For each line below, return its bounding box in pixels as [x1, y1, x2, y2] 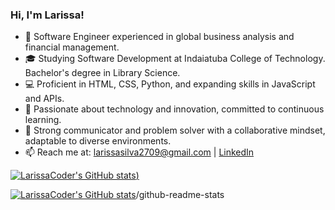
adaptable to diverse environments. [24, 135, 172, 147]
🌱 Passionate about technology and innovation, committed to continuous [24, 103, 325, 115]
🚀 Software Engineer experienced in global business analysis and [24, 31, 295, 43]
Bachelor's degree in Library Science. [24, 67, 181, 79]
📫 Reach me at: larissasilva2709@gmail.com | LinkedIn [24, 146, 255, 158]
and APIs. [24, 93, 65, 105]
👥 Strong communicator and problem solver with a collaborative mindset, [24, 124, 326, 137]
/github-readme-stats [135, 189, 225, 201]
